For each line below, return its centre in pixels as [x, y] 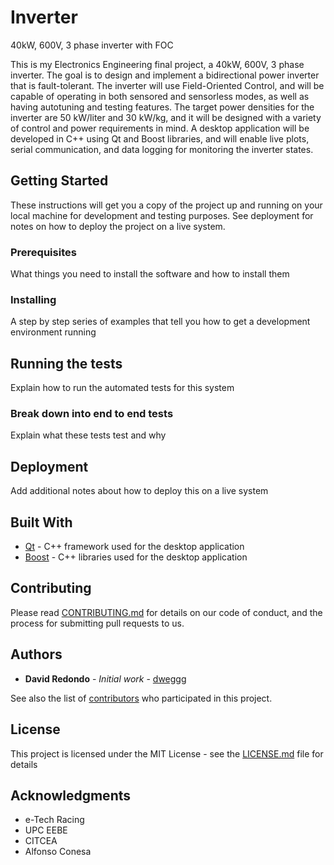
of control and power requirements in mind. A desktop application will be [160, 128]
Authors [36, 654]
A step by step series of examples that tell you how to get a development [160, 322]
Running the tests [66, 363]
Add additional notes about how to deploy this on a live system [139, 491]
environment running [53, 332]
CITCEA [41, 841]
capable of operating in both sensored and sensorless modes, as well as [160, 96]
